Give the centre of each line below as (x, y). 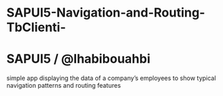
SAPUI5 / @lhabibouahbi (79, 59)
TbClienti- (36, 27)
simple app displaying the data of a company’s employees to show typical (111, 78)
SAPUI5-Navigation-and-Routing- (106, 13)
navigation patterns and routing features (64, 86)
